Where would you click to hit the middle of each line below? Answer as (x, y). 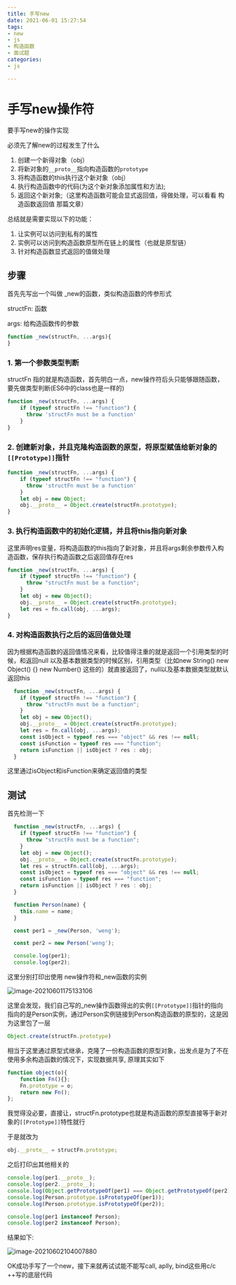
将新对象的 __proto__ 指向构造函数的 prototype (83, 169)
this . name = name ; (47, 911)
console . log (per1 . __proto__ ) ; (52, 1178)
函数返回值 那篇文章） (55, 204)
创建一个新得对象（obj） (53, 160)
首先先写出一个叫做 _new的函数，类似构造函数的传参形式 (90, 294)
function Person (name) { (50, 905)
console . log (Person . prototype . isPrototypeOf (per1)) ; (86, 1197)
